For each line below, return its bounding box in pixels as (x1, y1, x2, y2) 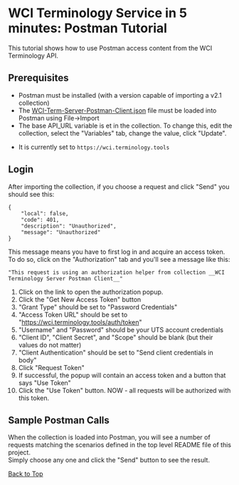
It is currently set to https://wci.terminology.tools (18, 143, 170, 151)
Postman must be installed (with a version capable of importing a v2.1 (18, 91, 223, 99)
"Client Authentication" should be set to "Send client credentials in (18, 348, 213, 357)
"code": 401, (21, 216, 60, 223)
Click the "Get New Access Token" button (18, 295, 142, 304)
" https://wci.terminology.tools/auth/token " (18, 317, 142, 326)
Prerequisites (8, 72, 69, 84)
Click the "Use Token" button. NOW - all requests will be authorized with (18, 386, 231, 394)
